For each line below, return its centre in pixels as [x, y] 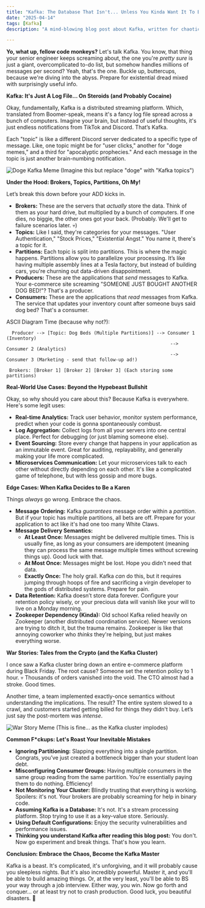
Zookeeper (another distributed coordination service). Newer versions [103, 622]
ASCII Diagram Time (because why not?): [58, 322]
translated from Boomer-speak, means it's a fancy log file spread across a [99, 114]
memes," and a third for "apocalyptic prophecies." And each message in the [102, 152]
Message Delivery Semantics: [54, 531]
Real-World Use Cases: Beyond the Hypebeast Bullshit [77, 387]
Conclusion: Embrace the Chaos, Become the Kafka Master [83, 854]
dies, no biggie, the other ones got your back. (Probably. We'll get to [101, 219]
